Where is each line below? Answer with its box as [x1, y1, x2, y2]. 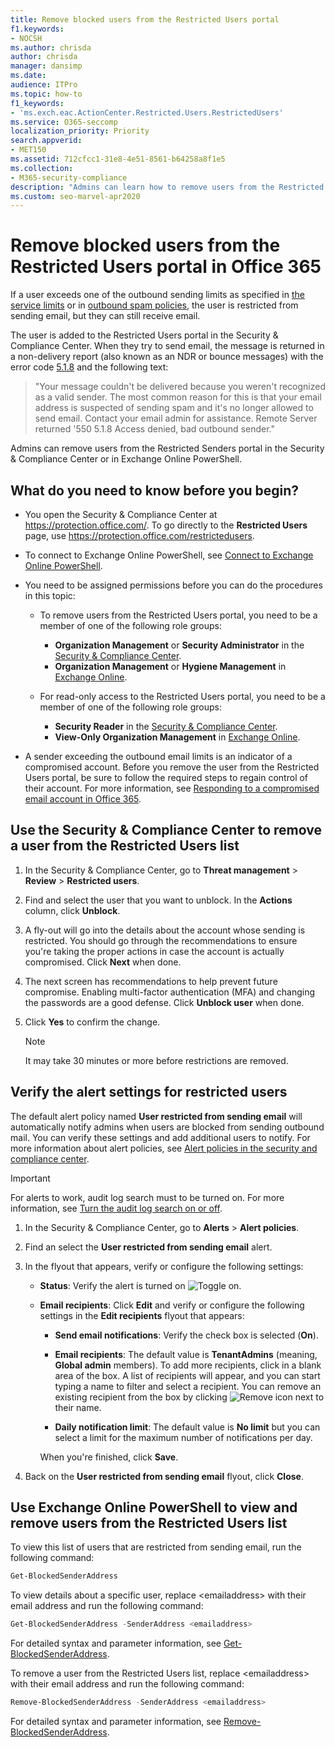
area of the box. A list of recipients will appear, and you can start [54, 1369, 321, 1381]
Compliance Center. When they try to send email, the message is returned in [10, 340, 325, 352]
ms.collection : [10, 163, 74, 173]
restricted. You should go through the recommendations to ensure [24, 934, 298, 946]
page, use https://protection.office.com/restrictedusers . [24, 530, 255, 541]
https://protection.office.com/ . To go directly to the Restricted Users [24, 519, 308, 531]
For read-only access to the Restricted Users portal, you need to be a [39, 691, 326, 702]
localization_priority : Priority [10, 126, 150, 136]
